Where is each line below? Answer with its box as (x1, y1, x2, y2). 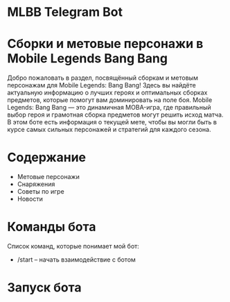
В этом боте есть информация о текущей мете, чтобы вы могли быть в (7, 118, 217, 126)
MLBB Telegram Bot (7, 4, 123, 20)
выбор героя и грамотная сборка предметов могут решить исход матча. (7, 110, 224, 119)
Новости (17, 195, 43, 203)
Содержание (7, 150, 87, 165)
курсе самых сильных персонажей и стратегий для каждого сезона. (7, 126, 211, 134)
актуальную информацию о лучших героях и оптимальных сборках (7, 88, 208, 97)
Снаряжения (17, 180, 55, 188)
